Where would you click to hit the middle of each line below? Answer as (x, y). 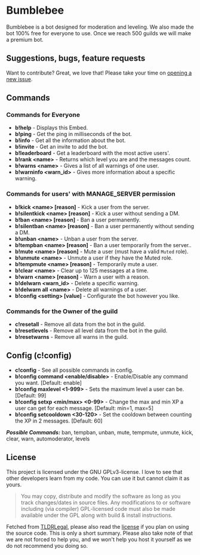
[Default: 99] (30, 395)
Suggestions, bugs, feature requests (76, 58)
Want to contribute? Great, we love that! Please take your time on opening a (99, 73)
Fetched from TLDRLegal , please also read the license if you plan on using (98, 526)
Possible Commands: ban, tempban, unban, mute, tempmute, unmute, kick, (100, 432)
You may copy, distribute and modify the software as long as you (101, 496)
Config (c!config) (39, 356)
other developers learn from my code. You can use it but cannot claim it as (98, 478)
